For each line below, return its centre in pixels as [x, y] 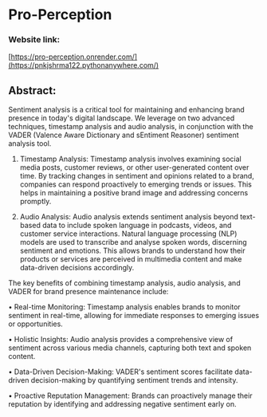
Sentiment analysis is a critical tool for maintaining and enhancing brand [126, 110]
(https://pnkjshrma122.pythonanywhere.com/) [84, 65]
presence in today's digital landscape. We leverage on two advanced [122, 118]
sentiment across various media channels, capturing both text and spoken [130, 348]
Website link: [34, 40]
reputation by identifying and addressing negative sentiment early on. [122, 404]
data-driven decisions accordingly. [77, 268]
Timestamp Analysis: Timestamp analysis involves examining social [130, 159]
